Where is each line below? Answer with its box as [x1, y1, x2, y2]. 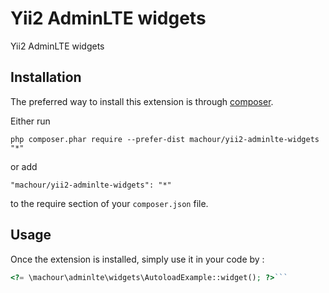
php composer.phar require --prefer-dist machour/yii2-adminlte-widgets [10, 134, 320, 144]
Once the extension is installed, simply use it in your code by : [10, 253, 265, 265]
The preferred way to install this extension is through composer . [10, 95, 274, 107]
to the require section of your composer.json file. [10, 197, 209, 209]
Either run [10, 115, 51, 127]
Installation [10, 69, 82, 86]
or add [10, 160, 38, 172]
